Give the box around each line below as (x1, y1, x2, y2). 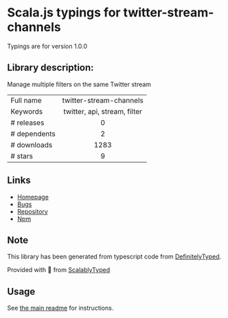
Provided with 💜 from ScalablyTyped (7, 266, 111, 274)
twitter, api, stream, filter (63, 106, 143, 116)
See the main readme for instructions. (7, 304, 114, 313)
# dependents (10, 129, 56, 138)
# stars (10, 151, 33, 160)
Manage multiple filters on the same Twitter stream (7, 80, 151, 88)
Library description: (7, 62, 94, 73)
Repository (16, 207, 48, 215)
